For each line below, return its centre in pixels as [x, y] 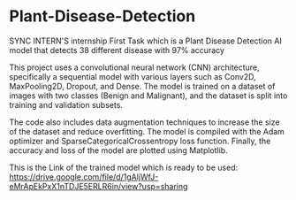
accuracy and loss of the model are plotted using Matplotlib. [118, 150]
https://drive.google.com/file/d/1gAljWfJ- [84, 177]
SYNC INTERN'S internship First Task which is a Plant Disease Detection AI [146, 41]
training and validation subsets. [66, 104]
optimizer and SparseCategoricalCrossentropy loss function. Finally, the [140, 141]
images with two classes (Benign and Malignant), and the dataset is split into [148, 96]
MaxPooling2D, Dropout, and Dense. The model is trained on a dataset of [142, 86]
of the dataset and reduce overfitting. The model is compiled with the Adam [147, 131]
